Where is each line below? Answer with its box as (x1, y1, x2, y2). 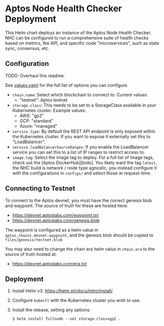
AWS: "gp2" (19, 113, 44, 119)
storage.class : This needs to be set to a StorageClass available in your (12, 102, 157, 108)
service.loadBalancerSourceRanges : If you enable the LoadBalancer (12, 144, 149, 150)
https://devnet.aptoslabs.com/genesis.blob (12, 217, 100, 223)
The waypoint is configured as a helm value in (5, 227, 98, 233)
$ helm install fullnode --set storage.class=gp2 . (12, 317, 121, 322)
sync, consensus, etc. (5, 45, 50, 51)
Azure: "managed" (19, 123, 58, 129)
